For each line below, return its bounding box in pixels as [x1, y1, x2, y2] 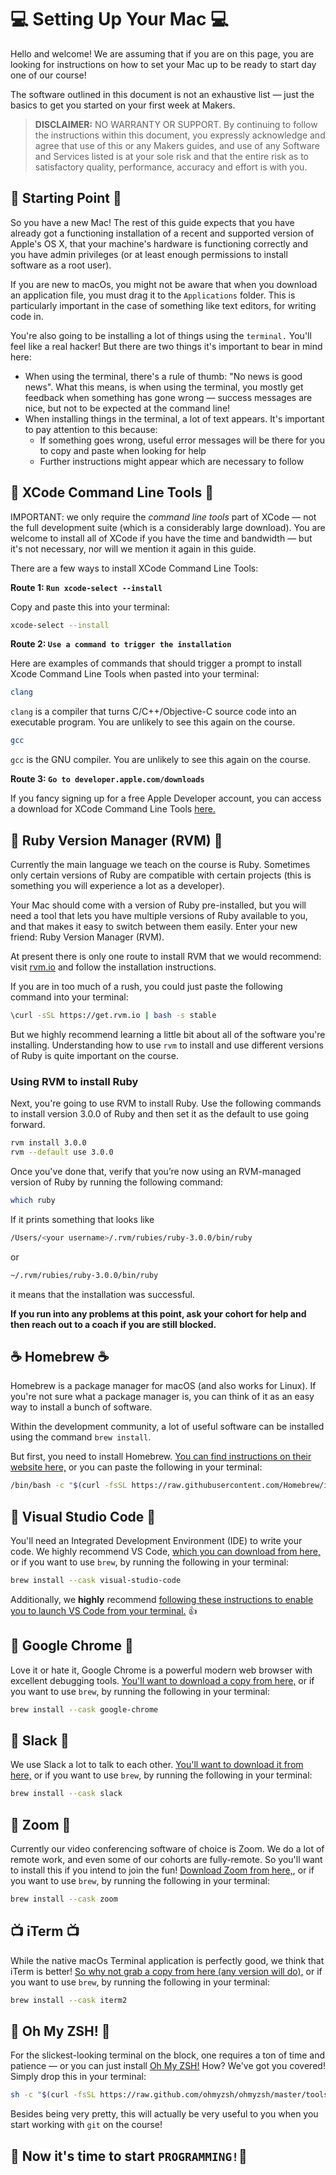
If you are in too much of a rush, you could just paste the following [10, 981, 283, 992]
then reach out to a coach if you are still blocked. [10, 1318, 217, 1330]
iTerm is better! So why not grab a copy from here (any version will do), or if [10, 1965, 323, 1977]
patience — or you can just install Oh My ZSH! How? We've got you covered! [10, 2060, 326, 2072]
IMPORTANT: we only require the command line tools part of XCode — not [10, 511, 317, 523]
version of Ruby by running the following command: [10, 1176, 224, 1188]
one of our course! [10, 69, 87, 81]
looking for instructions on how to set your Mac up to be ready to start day [10, 58, 317, 70]
